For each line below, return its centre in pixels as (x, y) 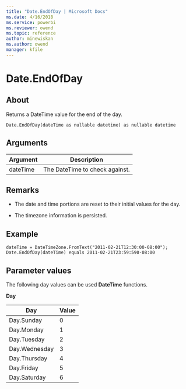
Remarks (23, 190)
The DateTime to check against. (87, 169)
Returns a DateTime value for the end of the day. (64, 114)
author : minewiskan (30, 39)
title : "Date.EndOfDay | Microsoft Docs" (57, 11)
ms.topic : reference (31, 33)
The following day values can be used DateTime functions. (77, 284)
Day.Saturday (27, 377)
